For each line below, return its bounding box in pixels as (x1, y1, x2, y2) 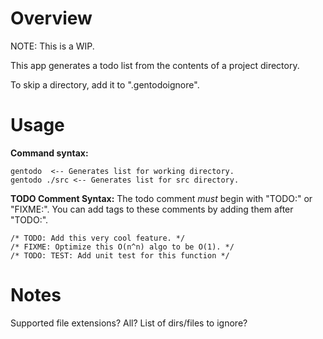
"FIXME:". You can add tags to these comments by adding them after (10, 203, 294, 215)
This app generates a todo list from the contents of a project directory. (10, 59, 300, 71)
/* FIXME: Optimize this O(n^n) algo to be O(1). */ (10, 242, 235, 252)
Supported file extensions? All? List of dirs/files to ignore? (10, 317, 248, 329)
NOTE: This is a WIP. (10, 40, 95, 52)
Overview (10, 7, 93, 30)
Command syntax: (10, 147, 89, 159)
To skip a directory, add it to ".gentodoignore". (10, 78, 200, 91)
